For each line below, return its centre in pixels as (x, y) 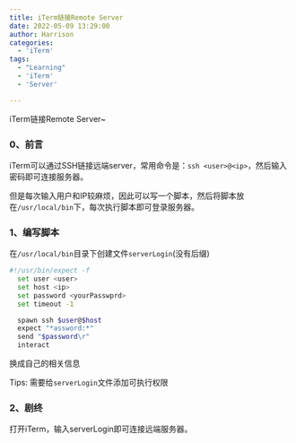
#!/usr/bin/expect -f (50, 271)
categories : (31, 43)
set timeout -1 (46, 304)
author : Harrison (42, 34)
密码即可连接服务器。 (48, 177)
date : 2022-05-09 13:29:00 (60, 26)
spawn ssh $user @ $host (60, 320)
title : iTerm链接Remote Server (66, 17)
